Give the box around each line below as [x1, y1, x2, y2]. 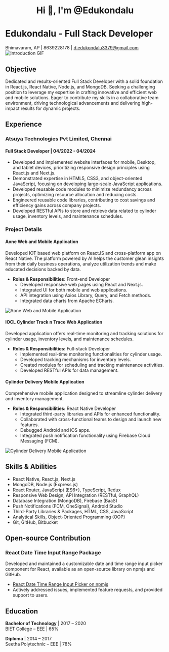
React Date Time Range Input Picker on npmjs [12, 581, 109, 587]
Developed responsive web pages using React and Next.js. [20, 281, 143, 287]
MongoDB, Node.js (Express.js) [12, 481, 78, 487]
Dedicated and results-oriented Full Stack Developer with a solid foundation [5, 78, 163, 84]
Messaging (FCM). [20, 437, 59, 444]
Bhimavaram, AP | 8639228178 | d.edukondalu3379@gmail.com [5, 45, 139, 51]
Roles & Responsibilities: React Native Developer [12, 405, 116, 411]
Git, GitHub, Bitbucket [12, 519, 58, 525]
